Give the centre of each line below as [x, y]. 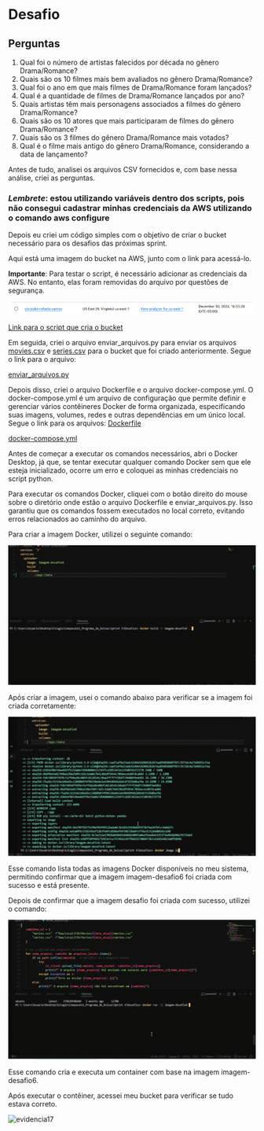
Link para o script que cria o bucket [66, 327]
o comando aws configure [59, 218]
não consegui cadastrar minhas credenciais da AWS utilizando [130, 208]
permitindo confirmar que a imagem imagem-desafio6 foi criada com [120, 877]
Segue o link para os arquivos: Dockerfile [75, 423]
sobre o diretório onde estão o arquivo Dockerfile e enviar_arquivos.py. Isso [130, 503]
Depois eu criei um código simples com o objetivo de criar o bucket [117, 235]
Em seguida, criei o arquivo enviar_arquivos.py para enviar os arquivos [123, 343]
